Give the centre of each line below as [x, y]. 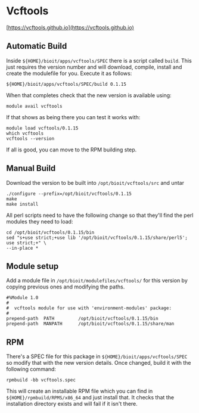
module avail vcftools [34, 106]
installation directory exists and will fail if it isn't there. [72, 404]
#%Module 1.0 [22, 298]
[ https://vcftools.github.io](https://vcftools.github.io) [70, 27]
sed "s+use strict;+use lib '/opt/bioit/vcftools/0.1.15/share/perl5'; [97, 237]
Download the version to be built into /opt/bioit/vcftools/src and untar [95, 182]
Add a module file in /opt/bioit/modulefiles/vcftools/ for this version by [97, 281]
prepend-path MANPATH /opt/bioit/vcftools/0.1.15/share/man [90, 324]
